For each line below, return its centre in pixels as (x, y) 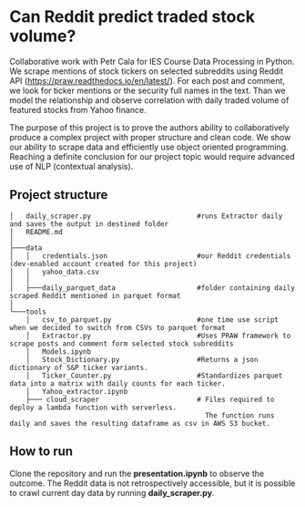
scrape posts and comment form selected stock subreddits (122, 344)
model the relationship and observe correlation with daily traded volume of (149, 100)
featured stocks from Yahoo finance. (78, 109)
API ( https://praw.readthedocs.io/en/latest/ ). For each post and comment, (147, 80)
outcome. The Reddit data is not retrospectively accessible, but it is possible (152, 483)
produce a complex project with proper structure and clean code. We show (150, 137)
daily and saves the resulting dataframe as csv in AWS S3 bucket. (140, 423)
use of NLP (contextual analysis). (71, 166)
